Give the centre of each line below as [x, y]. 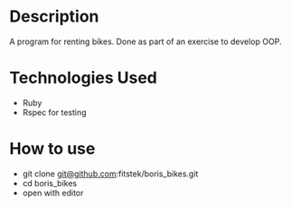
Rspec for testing [55, 112]
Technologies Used [84, 78]
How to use [52, 149]
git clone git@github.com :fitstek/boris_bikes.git [110, 174]
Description [54, 17]
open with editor [53, 193]
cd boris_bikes [50, 183]
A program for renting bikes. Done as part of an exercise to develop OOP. [145, 41]
